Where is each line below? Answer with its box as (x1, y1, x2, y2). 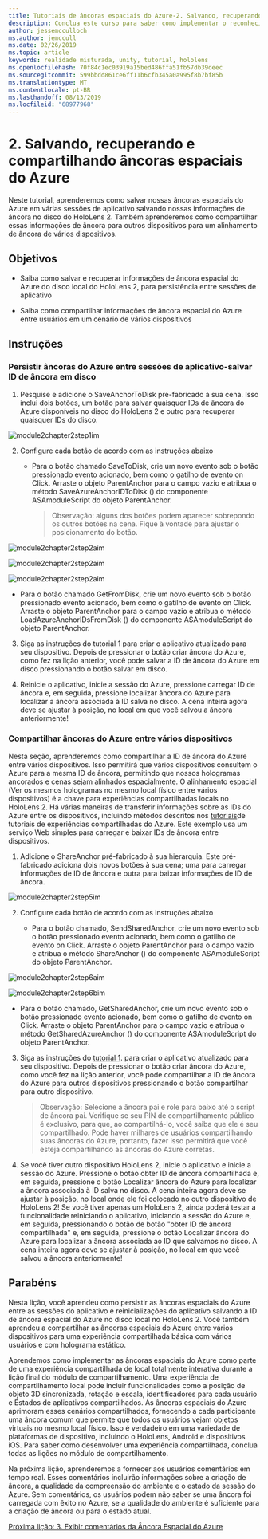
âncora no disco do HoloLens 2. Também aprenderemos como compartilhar (8, 212, 258, 222)
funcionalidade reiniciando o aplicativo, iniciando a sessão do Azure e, (19, 1210, 252, 1220)
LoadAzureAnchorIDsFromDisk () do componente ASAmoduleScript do (19, 615, 253, 624)
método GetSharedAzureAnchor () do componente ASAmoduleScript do (19, 1029, 257, 1038)
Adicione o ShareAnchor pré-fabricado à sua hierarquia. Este (19, 851, 221, 861)
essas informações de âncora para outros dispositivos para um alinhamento (8, 221, 258, 230)
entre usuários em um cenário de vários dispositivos (19, 314, 192, 324)
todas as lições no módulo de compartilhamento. (8, 1448, 169, 1458)
